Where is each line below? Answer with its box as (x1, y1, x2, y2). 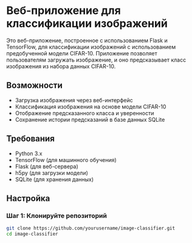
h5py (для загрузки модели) (15, 169, 88, 177)
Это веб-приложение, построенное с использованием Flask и (6, 37, 168, 44)
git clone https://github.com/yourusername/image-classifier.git (6, 225, 175, 231)
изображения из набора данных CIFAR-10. (6, 62, 116, 70)
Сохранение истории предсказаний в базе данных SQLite (15, 116, 165, 123)
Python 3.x (15, 150, 43, 157)
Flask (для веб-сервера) (15, 163, 79, 170)
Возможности (6, 80, 63, 91)
